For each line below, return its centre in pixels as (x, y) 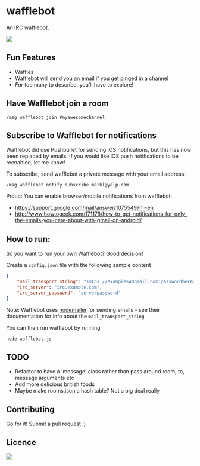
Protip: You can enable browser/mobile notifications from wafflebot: (89, 196)
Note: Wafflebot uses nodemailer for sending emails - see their (83, 309)
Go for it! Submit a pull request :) (46, 424)
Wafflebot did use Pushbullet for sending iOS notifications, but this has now (99, 150)
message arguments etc (44, 378)
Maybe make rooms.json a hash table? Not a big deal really (87, 391)
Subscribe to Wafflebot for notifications (81, 135)
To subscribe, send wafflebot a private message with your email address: (96, 174)
